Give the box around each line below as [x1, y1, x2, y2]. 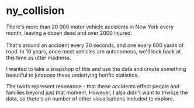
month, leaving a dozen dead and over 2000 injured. [6, 29, 133, 36]
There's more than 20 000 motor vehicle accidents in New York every [6, 23, 174, 30]
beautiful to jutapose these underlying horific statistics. [6, 71, 139, 78]
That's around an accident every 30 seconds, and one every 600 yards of [6, 42, 184, 49]
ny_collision [6, 4, 65, 17]
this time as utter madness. [6, 54, 71, 61]
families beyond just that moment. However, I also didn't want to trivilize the [6, 89, 188, 96]
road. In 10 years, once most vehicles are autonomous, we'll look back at [6, 48, 181, 55]
